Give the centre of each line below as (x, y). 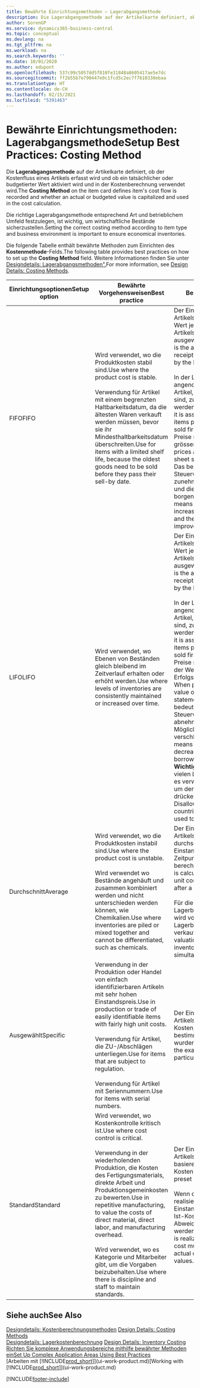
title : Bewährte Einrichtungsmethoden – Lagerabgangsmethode (84, 12)
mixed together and (122, 932)
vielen (182, 773)
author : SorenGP (26, 23)
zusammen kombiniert (126, 888)
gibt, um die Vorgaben (126, 1264)
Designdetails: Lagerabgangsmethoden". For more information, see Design (97, 264)
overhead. (109, 1234)
